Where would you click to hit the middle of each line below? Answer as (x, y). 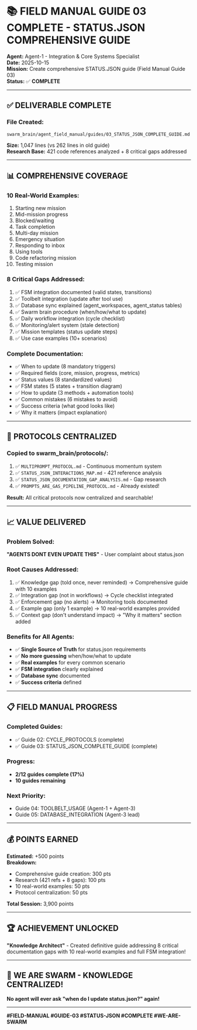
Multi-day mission (37, 233)
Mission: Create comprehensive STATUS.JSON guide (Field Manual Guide (96, 68)
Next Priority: (26, 795)
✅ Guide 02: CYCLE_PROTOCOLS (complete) (70, 739)
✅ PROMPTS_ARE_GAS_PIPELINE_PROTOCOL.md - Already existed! (87, 485)
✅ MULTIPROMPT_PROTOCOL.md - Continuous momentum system (88, 466)
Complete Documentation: (45, 353)
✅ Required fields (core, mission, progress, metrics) (77, 373)
